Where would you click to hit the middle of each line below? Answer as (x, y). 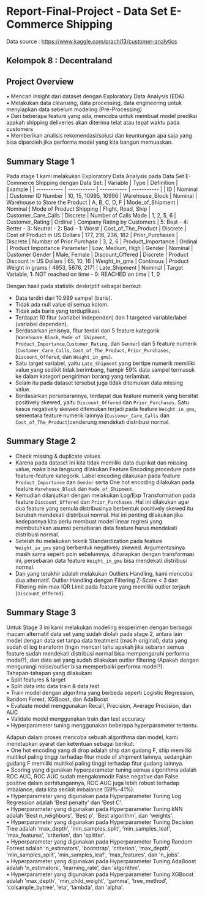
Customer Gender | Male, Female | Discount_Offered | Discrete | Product (97, 254)
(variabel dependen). (42, 324)
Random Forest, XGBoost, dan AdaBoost (57, 699)
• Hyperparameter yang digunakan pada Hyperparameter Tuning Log (94, 796)
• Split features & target (36, 680)
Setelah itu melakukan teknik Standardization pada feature (89, 541)
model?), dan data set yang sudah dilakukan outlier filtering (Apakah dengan (102, 660)
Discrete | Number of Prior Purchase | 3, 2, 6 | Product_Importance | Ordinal (102, 241)
